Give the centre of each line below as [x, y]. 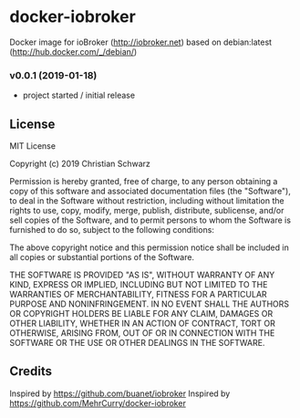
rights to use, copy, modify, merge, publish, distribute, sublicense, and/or [147, 211]
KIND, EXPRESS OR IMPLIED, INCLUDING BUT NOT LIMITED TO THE [139, 285]
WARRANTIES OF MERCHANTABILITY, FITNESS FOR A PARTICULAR [138, 295]
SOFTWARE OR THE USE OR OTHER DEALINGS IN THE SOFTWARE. [137, 343]
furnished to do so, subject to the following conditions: [112, 230]
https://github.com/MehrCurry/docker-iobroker [98, 402]
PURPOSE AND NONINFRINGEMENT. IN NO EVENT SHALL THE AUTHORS [150, 304]
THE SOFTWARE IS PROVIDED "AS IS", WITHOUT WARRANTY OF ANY [142, 275]
